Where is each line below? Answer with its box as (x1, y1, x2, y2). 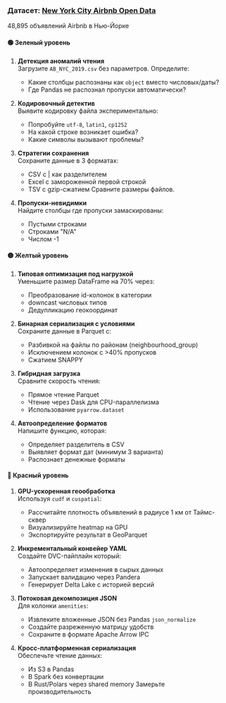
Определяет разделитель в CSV (27, 440, 125, 448)
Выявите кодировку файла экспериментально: (17, 106, 158, 115)
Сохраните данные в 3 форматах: (17, 156, 119, 164)
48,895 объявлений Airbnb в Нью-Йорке (7, 22, 130, 30)
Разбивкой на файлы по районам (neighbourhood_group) (27, 341, 199, 349)
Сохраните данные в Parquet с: (17, 326, 111, 335)
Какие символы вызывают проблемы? (27, 135, 144, 143)
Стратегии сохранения (17, 149, 89, 157)
